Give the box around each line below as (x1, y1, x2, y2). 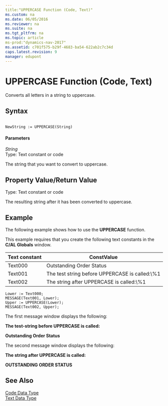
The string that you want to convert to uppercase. (5, 161, 108, 167)
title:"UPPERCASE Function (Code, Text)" (5, 7, 93, 13)
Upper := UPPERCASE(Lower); (5, 300, 64, 305)
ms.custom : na (5, 12, 35, 17)
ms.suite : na (5, 26, 33, 31)
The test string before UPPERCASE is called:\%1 (46, 270, 160, 277)
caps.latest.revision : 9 (5, 49, 57, 54)
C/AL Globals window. (5, 241, 52, 247)
